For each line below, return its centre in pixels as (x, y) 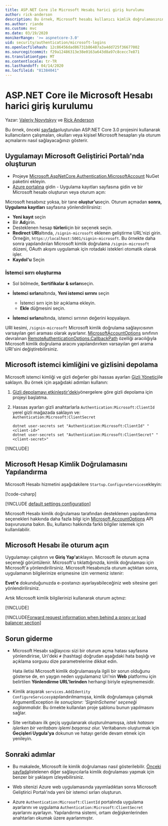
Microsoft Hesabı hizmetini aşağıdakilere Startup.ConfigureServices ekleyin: (83, 484)
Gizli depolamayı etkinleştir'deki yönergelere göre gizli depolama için (82, 392)
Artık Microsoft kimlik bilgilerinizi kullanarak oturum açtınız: (66, 598)
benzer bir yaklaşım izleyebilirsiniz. (48, 777)
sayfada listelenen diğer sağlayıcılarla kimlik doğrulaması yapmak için (83, 772)
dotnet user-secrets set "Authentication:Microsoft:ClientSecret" (83, 435)
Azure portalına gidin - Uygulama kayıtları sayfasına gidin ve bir (78, 187)
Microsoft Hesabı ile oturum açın (57, 545)
